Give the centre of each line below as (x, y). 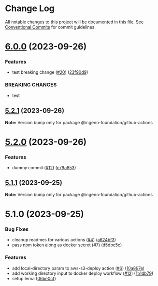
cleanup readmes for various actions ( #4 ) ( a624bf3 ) (64, 240)
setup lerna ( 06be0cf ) (34, 278)
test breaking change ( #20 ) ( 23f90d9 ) (50, 72)
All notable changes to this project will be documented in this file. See (74, 22)
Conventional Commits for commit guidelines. (50, 27)
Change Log (30, 8)
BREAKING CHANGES (31, 85)
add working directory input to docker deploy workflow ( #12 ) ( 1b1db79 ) (83, 273)
